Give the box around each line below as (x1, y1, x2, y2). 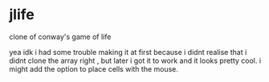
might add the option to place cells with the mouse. (9, 64, 179, 73)
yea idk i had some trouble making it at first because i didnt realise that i (9, 47, 247, 57)
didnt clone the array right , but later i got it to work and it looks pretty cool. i (9, 56, 262, 65)
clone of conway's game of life (9, 32, 112, 41)
